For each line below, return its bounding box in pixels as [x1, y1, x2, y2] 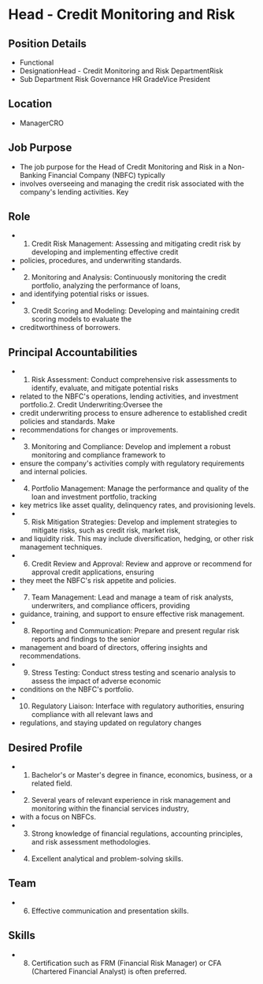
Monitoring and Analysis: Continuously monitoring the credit [31, 273, 227, 282]
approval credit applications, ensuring [31, 567, 154, 577]
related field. [31, 778, 72, 789]
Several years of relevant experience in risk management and [31, 796, 231, 805]
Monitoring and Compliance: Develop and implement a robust [31, 442, 231, 451]
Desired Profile [8, 741, 83, 754]
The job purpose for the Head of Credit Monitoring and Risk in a [19, 162, 227, 171]
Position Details [8, 37, 87, 50]
